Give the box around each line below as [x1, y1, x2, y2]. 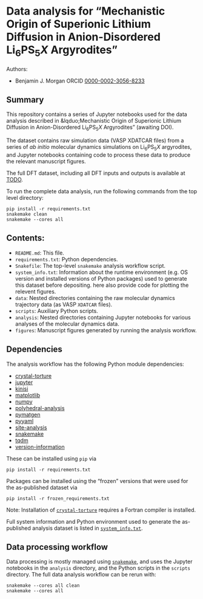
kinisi [15, 385, 28, 392]
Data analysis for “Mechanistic [6, 4, 165, 18]
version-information [15, 443, 65, 450]
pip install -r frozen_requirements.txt [6, 495, 110, 502]
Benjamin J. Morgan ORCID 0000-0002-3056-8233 [15, 77, 145, 84]
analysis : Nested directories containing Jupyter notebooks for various [15, 313, 191, 321]
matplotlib [15, 391, 41, 399]
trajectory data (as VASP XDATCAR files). [15, 301, 113, 308]
